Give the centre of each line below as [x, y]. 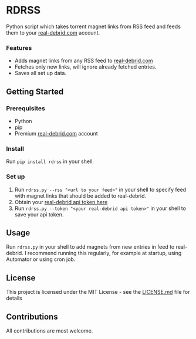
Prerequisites [26, 108]
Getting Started [35, 91]
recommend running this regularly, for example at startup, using [104, 253]
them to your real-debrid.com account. [53, 32]
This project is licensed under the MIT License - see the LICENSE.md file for [98, 292]
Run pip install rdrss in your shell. [50, 161]
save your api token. [39, 214]
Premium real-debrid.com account [56, 133]
